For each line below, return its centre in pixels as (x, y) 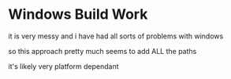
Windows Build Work (78, 14)
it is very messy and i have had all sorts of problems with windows (116, 36)
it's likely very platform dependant (64, 66)
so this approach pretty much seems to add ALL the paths (102, 51)
